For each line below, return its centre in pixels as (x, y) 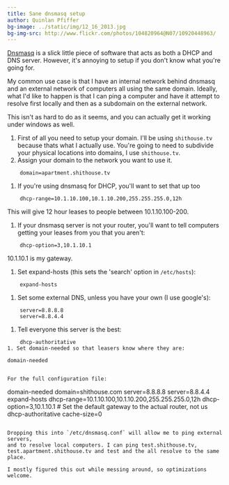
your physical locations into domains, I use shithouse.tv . (99, 153)
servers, (20, 439)
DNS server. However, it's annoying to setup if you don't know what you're (114, 61)
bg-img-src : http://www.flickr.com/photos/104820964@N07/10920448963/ (112, 33)
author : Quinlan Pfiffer (43, 20)
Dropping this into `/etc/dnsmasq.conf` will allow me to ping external (115, 433)
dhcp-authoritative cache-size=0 (55, 414)
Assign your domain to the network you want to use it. (95, 161)
